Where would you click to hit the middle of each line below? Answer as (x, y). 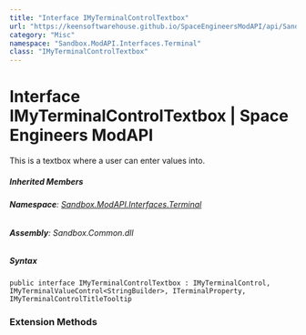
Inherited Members (46, 181)
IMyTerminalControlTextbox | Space (149, 116)
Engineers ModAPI (82, 135)
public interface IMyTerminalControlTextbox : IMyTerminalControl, (140, 283)
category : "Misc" (42, 35)
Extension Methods (53, 321)
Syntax (24, 261)
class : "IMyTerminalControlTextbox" (79, 52)
